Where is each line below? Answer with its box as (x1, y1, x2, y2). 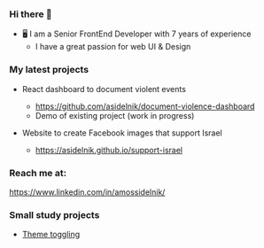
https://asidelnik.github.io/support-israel (35, 144, 183, 155)
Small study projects (9, 208, 100, 221)
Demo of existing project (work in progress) (35, 110, 195, 120)
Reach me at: (9, 167, 67, 179)
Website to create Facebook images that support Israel (21, 128, 223, 138)
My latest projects (9, 64, 89, 76)
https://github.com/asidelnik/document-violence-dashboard (35, 101, 255, 112)
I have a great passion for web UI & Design (35, 42, 191, 52)
